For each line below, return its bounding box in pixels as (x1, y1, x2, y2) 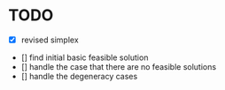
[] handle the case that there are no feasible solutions (20, 62, 217, 71)
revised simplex (20, 34, 79, 45)
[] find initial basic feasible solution (20, 52, 149, 63)
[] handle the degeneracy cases (20, 71, 138, 81)
